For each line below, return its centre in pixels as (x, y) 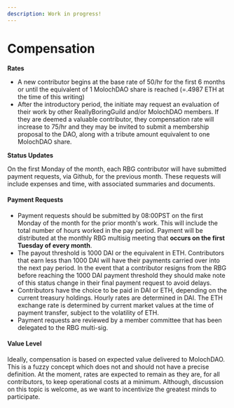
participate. (24, 396)
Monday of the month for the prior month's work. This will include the (118, 223)
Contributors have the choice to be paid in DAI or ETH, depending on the (122, 290)
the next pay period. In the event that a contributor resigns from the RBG (122, 267)
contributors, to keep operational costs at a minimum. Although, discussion (116, 381)
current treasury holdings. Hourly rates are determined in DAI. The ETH (120, 298)
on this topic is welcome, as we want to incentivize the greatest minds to (112, 389)
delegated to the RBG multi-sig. (63, 327)
